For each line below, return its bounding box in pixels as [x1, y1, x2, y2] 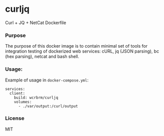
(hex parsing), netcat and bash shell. [5, 54, 80, 59]
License [5, 115, 25, 122]
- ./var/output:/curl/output [18, 104, 78, 109]
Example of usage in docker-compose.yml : [5, 77, 89, 83]
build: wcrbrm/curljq [14, 95, 58, 100]
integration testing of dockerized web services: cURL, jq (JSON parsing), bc [5, 48, 159, 54]
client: [9, 91, 26, 96]
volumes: [14, 99, 32, 104]
